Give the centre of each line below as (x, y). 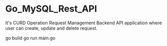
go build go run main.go (30, 38)
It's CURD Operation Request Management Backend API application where (84, 23)
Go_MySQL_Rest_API (51, 9)
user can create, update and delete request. (52, 28)
